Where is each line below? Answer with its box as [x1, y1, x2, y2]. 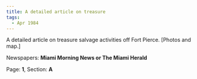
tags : [6, 14, 20, 20]
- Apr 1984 [11, 20, 39, 26]
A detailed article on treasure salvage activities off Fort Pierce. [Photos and [6, 37, 192, 44]
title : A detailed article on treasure [6, 8, 106, 15]
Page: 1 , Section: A [6, 66, 53, 73]
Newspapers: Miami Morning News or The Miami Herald [6, 54, 148, 62]
